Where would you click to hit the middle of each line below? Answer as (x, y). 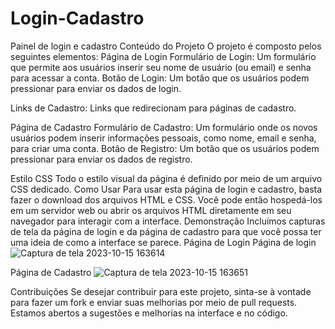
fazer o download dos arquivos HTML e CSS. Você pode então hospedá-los (166, 199)
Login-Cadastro (77, 18)
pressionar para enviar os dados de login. (96, 88)
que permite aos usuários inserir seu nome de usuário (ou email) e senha (161, 67)
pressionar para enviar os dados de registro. (101, 159)
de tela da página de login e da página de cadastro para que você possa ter (166, 231)
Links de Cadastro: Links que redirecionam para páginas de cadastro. (153, 108)
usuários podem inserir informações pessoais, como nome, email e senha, (163, 138)
